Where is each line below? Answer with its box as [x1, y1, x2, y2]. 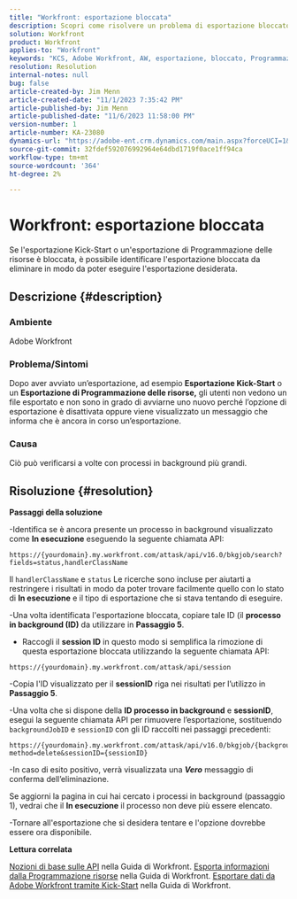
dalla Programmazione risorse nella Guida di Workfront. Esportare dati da [9, 871, 276, 881]
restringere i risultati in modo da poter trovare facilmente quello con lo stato [9, 584, 285, 594]
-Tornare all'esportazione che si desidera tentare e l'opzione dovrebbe [9, 818, 266, 828]
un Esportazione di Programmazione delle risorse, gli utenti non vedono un [9, 387, 287, 399]
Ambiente [9, 315, 53, 328]
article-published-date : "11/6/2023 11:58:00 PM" [9, 112, 196, 120]
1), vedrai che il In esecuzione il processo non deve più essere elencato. [9, 801, 272, 811]
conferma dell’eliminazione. [9, 774, 110, 785]
